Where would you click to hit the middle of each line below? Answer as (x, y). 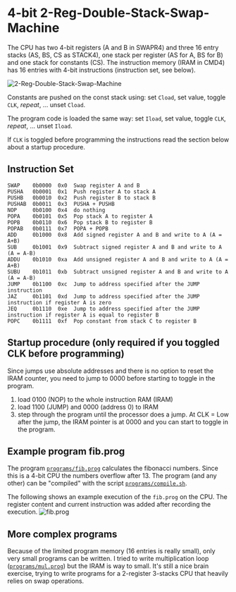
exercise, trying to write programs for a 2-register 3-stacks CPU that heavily (118, 574)
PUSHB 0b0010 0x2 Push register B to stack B (82, 198)
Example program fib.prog (66, 451)
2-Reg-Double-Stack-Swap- (125, 13)
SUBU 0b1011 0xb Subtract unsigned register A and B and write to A (118, 272)
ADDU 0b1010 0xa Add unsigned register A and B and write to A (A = (118, 259)
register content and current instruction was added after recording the (109, 505)
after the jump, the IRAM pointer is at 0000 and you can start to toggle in (123, 421)
